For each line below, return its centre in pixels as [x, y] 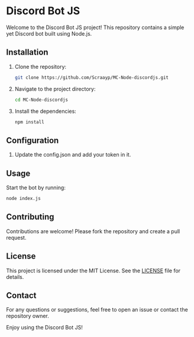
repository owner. [28, 316]
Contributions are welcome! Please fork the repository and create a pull [93, 231]
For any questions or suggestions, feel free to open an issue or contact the [97, 310]
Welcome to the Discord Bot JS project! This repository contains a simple [95, 27]
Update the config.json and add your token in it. [73, 155]
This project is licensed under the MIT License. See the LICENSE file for [93, 271]
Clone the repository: [41, 66]
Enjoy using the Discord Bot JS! [44, 328]
